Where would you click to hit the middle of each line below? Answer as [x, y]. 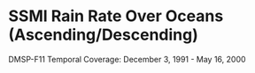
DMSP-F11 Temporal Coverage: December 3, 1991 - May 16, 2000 [127, 59]
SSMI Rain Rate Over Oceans [116, 16]
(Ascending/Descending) [103, 35]
